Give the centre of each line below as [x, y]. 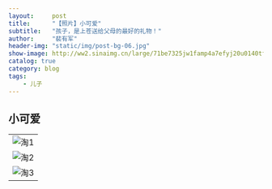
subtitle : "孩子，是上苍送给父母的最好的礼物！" [85, 31]
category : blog [34, 69]
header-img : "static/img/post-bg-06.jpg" [79, 46]
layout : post [38, 16]
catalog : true [32, 62]
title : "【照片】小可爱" [55, 24]
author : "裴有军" [43, 39]
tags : [17, 76]
